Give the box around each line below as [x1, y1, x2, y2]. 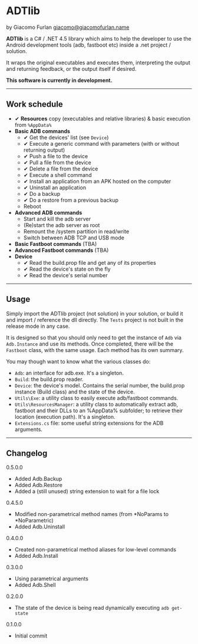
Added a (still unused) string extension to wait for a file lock [14, 488, 160, 495]
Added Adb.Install [14, 553, 58, 560]
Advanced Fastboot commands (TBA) [14, 247, 109, 254]
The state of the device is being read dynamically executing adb [14, 604, 170, 612]
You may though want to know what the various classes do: [6, 358, 151, 365]
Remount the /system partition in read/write [23, 228, 130, 235]
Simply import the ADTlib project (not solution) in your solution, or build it [6, 310, 184, 317]
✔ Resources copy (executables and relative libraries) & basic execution [14, 115, 190, 122]
